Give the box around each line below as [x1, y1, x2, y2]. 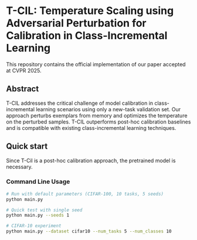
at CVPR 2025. [6, 67, 42, 74]
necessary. [6, 163, 33, 170]
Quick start [6, 142, 48, 152]
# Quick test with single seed [6, 207, 83, 213]
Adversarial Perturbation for [6, 16, 147, 30]
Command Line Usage [6, 177, 70, 186]
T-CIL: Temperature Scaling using [6, 4, 174, 18]
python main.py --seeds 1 [6, 212, 69, 218]
